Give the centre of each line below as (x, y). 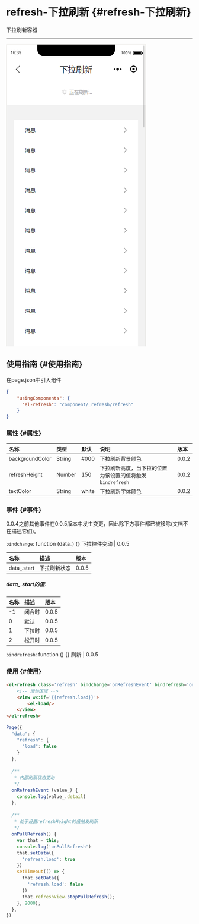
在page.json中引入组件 (34, 380)
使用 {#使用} (24, 671)
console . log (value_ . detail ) (51, 796)
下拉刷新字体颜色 (121, 491)
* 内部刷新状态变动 (34, 778)
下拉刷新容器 (22, 30)
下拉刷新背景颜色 (121, 459)
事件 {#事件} (24, 510)
